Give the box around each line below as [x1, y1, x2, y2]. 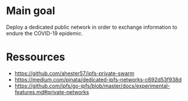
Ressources [6, 51, 66, 64]
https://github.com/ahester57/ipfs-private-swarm [14, 69, 135, 77]
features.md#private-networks [14, 88, 89, 95]
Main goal [6, 4, 55, 18]
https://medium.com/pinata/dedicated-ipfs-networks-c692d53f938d [14, 76, 182, 83]
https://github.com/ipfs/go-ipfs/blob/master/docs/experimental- [14, 82, 170, 89]
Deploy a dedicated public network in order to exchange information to [6, 23, 177, 31]
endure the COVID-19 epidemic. [6, 29, 83, 36]
